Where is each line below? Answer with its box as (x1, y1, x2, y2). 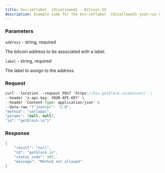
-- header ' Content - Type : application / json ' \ (5, 100, 100, 105)
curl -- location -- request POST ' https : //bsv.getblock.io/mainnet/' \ (5, 91, 153, 96)
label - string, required (5, 58, 52, 64)
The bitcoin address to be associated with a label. (5, 49, 106, 54)
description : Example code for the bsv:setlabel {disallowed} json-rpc (5, 12, 157, 17)
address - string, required (5, 39, 56, 45)
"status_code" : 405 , (14, 155, 56, 160)
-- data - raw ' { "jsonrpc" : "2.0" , (5, 104, 71, 109)
